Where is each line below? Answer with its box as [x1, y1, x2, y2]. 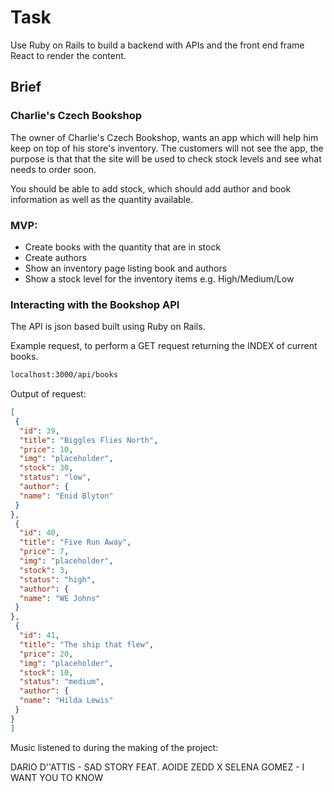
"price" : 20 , [19, 649, 74, 659]
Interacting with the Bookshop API [10, 297, 180, 311]
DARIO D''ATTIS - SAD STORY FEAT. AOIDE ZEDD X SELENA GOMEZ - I [10, 761, 305, 773]
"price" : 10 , [19, 444, 74, 455]
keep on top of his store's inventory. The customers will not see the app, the [10, 142, 324, 154]
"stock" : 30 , [19, 463, 74, 473]
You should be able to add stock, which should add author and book [10, 182, 292, 195]
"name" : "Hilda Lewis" [19, 696, 114, 706]
